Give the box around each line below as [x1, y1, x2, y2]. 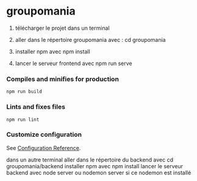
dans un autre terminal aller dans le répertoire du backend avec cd [6, 156, 174, 163]
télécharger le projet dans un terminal [15, 24, 110, 32]
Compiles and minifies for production [6, 75, 119, 83]
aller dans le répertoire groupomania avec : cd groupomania [15, 36, 166, 43]
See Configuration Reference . [6, 144, 81, 151]
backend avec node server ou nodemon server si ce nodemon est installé [6, 169, 192, 176]
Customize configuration [6, 131, 82, 139]
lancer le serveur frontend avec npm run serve [15, 60, 132, 67]
